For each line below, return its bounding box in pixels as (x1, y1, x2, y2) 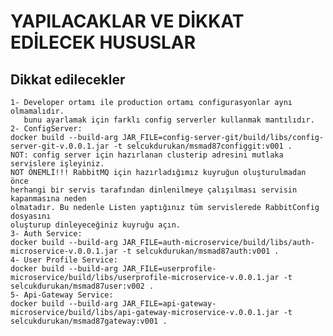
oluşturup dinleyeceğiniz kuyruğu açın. (10, 220, 182, 230)
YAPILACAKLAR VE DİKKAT (10, 10, 245, 33)
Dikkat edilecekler (10, 71, 126, 88)
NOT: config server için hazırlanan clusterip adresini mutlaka (10, 150, 284, 160)
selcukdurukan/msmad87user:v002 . (10, 281, 155, 291)
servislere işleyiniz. (10, 159, 105, 169)
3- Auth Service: (10, 229, 83, 239)
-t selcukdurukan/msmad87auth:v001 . (121, 246, 280, 256)
